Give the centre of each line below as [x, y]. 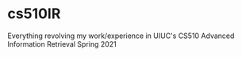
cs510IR [34, 14]
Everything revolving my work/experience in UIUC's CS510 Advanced [121, 36]
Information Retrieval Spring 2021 [62, 44]
